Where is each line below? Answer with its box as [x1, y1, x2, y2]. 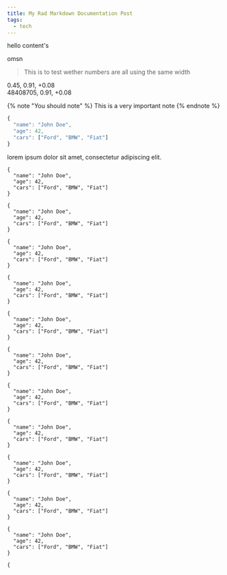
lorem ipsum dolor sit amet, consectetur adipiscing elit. [7, 153, 162, 161]
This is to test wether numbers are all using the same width [23, 68, 191, 76]
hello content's [7, 42, 49, 50]
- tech [13, 23, 32, 29]
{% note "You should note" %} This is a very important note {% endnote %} [7, 102, 220, 110]
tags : [7, 16, 23, 23]
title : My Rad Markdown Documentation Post [7, 10, 133, 17]
